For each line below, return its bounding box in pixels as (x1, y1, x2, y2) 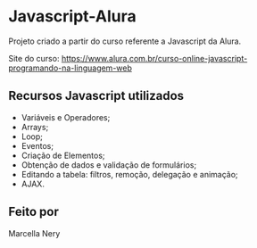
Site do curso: (8, 53, 60, 63)
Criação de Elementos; (21, 150, 105, 161)
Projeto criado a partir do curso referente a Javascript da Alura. (8, 36, 242, 46)
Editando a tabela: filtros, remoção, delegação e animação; (21, 169, 238, 179)
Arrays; (21, 121, 49, 132)
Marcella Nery (8, 227, 61, 238)
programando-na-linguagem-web (8, 62, 133, 73)
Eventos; (21, 140, 54, 151)
